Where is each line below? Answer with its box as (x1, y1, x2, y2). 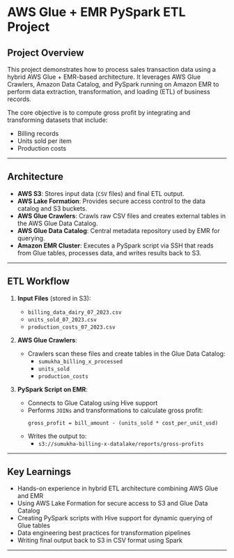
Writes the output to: (27, 432, 87, 440)
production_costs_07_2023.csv (27, 324, 116, 331)
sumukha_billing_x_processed (38, 358, 123, 365)
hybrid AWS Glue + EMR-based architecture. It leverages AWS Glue (7, 73, 201, 81)
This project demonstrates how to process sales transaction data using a (7, 66, 216, 73)
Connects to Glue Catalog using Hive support (27, 398, 158, 407)
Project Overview (7, 47, 84, 59)
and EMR (17, 492, 44, 500)
